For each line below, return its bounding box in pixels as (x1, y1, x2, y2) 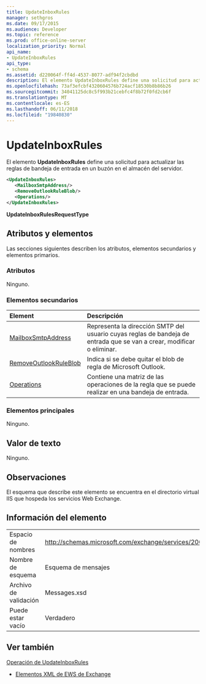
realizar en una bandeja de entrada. (86, 388, 189, 396)
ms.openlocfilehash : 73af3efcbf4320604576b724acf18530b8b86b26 (6, 83, 172, 90)
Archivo (9, 580, 32, 589)
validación (9, 596, 39, 604)
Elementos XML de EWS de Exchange (15, 670, 112, 678)
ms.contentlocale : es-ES (6, 100, 70, 106)
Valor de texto (6, 438, 61, 448)
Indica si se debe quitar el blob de (86, 355, 185, 364)
